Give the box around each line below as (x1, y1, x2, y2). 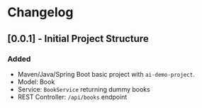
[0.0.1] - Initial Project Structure (7, 33, 149, 45)
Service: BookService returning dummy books (17, 85, 150, 93)
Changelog (7, 4, 74, 21)
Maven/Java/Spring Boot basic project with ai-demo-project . (17, 70, 195, 78)
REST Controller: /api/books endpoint (17, 92, 128, 101)
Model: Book (17, 77, 55, 86)
